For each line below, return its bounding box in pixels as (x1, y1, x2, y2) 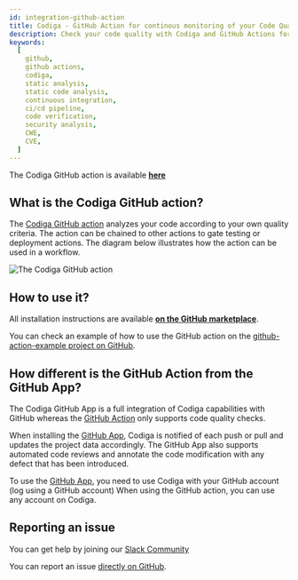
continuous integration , (25, 95, 117, 105)
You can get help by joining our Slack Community (9, 544, 190, 554)
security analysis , (25, 121, 98, 130)
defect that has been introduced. (9, 458, 129, 469)
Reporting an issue (9, 520, 115, 536)
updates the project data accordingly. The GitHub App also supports (9, 440, 259, 450)
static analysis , (25, 79, 90, 88)
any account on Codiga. (9, 495, 97, 505)
